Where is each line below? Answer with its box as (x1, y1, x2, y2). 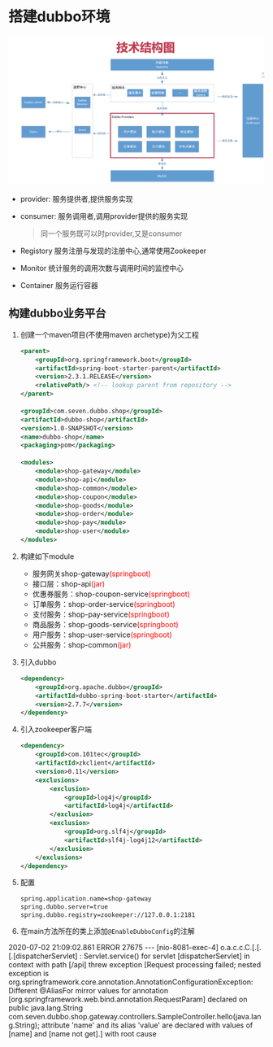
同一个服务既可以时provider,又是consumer (40, 229, 183, 238)
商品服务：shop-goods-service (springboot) (32, 619, 179, 629)
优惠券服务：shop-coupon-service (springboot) (32, 589, 191, 599)
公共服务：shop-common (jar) (32, 639, 132, 649)
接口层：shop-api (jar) (32, 578, 106, 588)
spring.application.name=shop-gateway (19, 895, 152, 903)
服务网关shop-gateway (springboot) (32, 569, 152, 578)
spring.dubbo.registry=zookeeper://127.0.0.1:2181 (19, 911, 196, 919)
